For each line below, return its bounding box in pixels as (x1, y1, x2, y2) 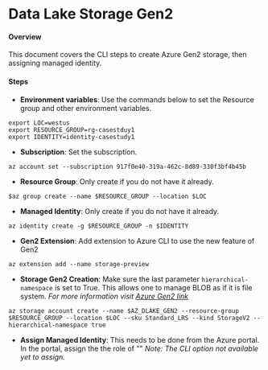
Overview (8, 31, 42, 41)
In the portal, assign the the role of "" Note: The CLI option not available (19, 343, 259, 353)
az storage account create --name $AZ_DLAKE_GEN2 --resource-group (8, 306, 240, 314)
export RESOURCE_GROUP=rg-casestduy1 (8, 125, 135, 134)
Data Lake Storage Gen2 (8, 5, 174, 23)
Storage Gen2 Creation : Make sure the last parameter (19, 274, 200, 284)
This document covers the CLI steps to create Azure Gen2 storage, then (8, 50, 247, 60)
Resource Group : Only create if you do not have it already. (19, 176, 215, 186)
